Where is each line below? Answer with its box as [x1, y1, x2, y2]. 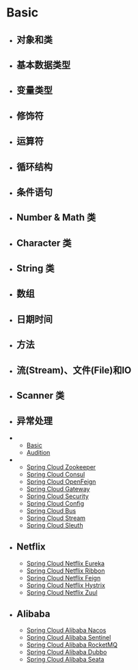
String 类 [16, 262, 55, 275]
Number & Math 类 [16, 212, 96, 223]
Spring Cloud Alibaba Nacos [26, 626, 107, 634]
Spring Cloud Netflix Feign [26, 573, 101, 582]
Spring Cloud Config [26, 499, 85, 508]
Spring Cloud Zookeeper [26, 462, 96, 471]
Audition [26, 448, 51, 456]
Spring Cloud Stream [26, 514, 86, 522]
